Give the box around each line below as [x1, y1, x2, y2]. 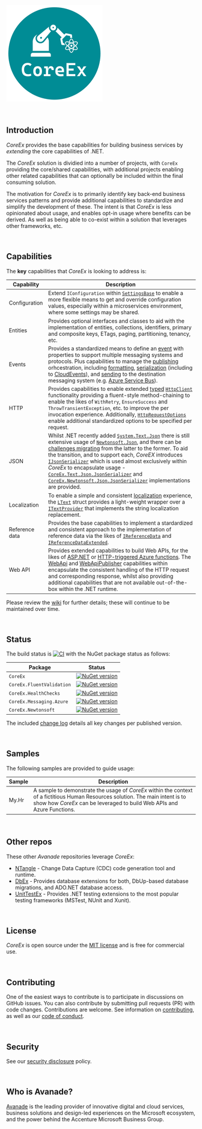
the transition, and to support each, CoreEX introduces [47, 451, 183, 458]
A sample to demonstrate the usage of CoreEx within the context [33, 786, 193, 794]
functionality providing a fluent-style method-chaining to [47, 391, 191, 399]
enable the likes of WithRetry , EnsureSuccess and [47, 398, 168, 405]
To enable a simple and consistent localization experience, [47, 492, 192, 499]
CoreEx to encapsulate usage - [47, 464, 126, 472]
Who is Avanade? [6, 1087, 73, 1097]
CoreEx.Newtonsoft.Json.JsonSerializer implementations [47, 477, 191, 484]
